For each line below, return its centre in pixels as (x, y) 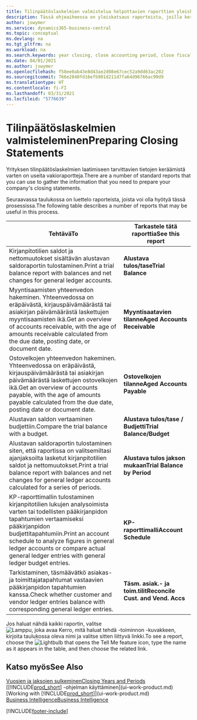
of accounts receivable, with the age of (63, 327)
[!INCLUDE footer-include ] (37, 711)
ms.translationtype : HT (35, 83)
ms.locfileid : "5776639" (36, 99)
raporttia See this (156, 234)
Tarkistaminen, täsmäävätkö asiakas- (61, 572)
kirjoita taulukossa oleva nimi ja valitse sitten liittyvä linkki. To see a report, (95, 636)
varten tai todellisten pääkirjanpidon (58, 512)
